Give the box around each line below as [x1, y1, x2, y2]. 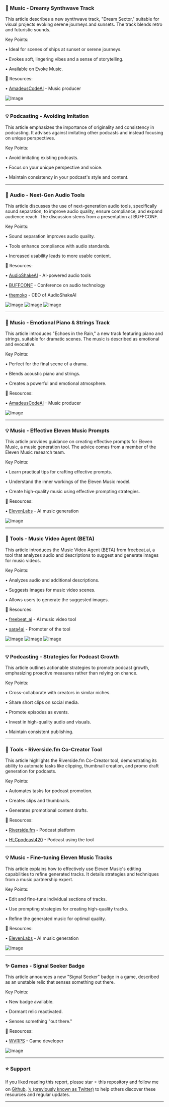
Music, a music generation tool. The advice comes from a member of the [5, 444, 156, 450]
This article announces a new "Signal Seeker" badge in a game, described [5, 974, 159, 980]
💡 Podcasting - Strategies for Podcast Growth [5, 653, 119, 660]
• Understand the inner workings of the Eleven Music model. [5, 478, 131, 485]
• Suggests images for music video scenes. [5, 587, 96, 593]
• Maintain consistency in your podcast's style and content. [5, 174, 129, 180]
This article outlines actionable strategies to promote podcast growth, [5, 664, 149, 671]
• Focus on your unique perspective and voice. [5, 164, 103, 170]
